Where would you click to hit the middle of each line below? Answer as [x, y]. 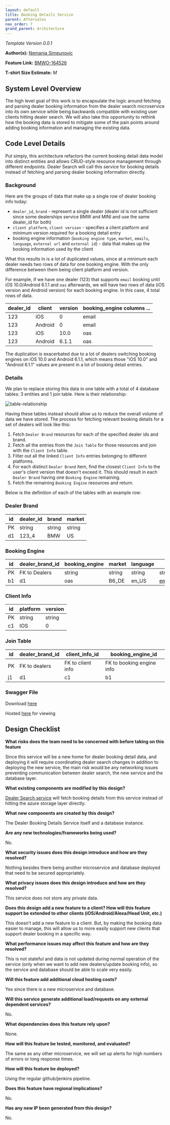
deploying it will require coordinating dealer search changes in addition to [82, 762]
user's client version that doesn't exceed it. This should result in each [85, 472]
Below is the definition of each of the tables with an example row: [73, 493]
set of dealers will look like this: [38, 425]
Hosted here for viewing [30, 713]
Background [21, 185]
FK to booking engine [131, 663]
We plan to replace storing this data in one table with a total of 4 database [82, 389]
